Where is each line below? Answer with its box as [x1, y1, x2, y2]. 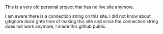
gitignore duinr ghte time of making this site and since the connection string [5, 19, 159, 24]
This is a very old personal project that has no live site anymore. [5, 4, 135, 10]
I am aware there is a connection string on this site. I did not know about [5, 13, 151, 19]
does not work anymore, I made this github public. [5, 23, 107, 29]
